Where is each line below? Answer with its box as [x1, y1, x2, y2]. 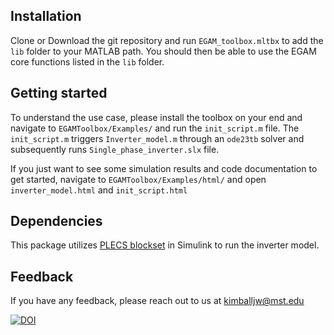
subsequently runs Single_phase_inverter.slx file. [10, 143, 220, 155]
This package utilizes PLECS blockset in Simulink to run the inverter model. [10, 239, 320, 251]
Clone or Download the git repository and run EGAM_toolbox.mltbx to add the [10, 34, 324, 46]
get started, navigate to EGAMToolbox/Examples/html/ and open [10, 173, 267, 185]
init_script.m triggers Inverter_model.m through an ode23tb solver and [10, 132, 305, 144]
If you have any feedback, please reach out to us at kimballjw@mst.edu [10, 295, 305, 307]
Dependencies [10, 213, 103, 230]
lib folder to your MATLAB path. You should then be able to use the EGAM [10, 45, 317, 57]
